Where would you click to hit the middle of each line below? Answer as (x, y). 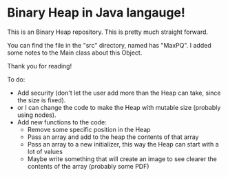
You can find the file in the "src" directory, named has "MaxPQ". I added (109, 45)
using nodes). (37, 115)
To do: (16, 79)
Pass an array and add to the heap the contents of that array (113, 137)
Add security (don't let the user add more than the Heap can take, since (119, 93)
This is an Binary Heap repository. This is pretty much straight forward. (108, 32)
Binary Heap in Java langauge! (96, 13)
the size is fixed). (41, 100)
